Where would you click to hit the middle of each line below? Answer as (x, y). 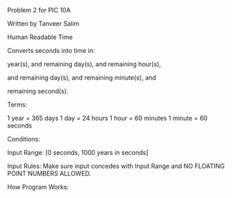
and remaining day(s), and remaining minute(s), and (82, 77)
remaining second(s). (38, 91)
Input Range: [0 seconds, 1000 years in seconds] (78, 152)
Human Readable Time (40, 37)
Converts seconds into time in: (51, 51)
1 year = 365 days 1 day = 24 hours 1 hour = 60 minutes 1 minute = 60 (108, 118)
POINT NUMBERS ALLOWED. (49, 173)
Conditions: (24, 139)
